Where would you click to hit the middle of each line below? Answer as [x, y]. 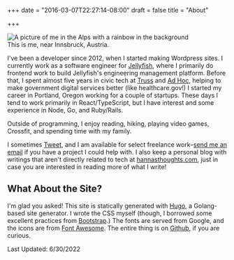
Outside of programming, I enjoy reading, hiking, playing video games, [108, 124]
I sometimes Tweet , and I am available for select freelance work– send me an [117, 145]
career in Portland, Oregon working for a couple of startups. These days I [113, 95]
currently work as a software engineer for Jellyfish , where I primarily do [110, 65]
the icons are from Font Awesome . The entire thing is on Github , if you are [114, 228]
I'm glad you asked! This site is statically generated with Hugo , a [100, 205]
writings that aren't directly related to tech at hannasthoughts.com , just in [113, 159]
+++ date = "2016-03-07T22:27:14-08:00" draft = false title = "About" [108, 10]
